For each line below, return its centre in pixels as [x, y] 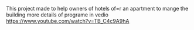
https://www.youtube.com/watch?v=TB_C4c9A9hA [68, 21]
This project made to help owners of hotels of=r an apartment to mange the [97, 9]
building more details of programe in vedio [57, 15]
